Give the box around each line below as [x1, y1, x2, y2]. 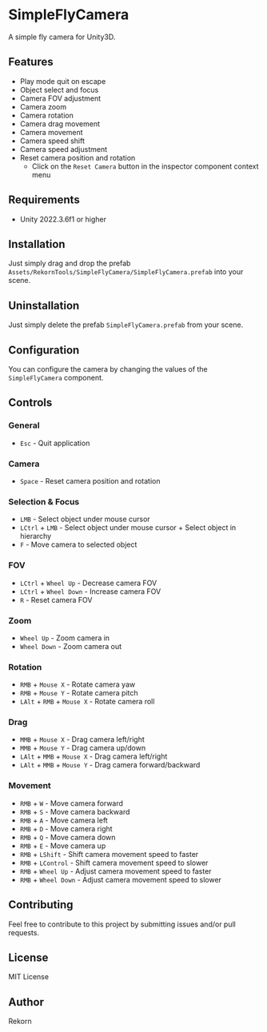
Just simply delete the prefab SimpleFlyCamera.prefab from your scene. [8, 320, 244, 329]
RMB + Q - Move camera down [19, 832, 116, 842]
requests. [8, 927, 40, 937]
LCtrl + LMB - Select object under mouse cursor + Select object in [19, 523, 237, 532]
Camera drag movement [19, 118, 101, 129]
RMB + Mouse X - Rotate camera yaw [19, 679, 136, 689]
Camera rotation [19, 110, 74, 120]
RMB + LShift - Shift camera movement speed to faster [19, 849, 199, 859]
